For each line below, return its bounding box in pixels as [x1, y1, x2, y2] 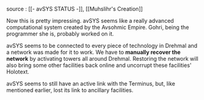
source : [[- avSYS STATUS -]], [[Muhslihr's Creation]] [6, 6, 143, 12]
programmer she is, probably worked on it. [6, 30, 115, 37]
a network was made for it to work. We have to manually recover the [6, 48, 181, 56]
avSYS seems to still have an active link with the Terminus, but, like [6, 80, 176, 87]
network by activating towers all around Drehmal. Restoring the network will [6, 55, 198, 62]
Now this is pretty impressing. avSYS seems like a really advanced [6, 17, 175, 24]
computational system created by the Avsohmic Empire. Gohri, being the [6, 24, 189, 31]
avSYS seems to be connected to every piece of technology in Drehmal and [6, 42, 198, 49]
